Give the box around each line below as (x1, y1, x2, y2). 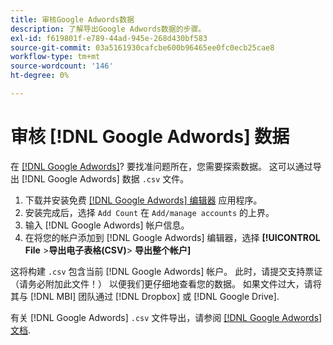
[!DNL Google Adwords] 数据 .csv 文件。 (21, 172, 190, 185)
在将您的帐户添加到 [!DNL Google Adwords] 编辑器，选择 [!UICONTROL (24, 231, 321, 243)
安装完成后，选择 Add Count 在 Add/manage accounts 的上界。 (24, 206, 275, 218)
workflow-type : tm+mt (10, 52, 101, 62)
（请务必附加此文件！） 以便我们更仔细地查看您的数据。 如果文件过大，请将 (10, 277, 322, 290)
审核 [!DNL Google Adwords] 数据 (10, 126, 290, 148)
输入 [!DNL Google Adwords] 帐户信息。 (24, 219, 190, 231)
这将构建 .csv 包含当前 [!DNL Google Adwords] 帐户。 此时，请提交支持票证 (10, 265, 323, 277)
